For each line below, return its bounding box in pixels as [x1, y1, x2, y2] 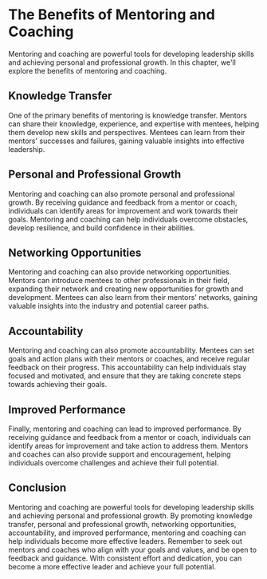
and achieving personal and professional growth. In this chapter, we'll [8, 58, 237, 67]
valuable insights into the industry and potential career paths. [8, 301, 210, 311]
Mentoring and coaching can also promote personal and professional [8, 189, 235, 198]
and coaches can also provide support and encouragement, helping [8, 449, 231, 459]
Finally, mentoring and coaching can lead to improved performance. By [8, 424, 241, 433]
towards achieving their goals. [8, 380, 108, 389]
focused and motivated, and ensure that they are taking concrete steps [8, 371, 241, 381]
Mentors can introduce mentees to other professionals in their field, [8, 276, 230, 286]
